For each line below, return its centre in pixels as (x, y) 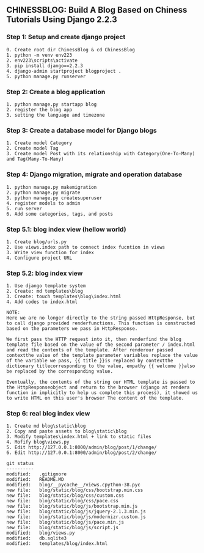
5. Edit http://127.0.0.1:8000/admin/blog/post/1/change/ (82, 448)
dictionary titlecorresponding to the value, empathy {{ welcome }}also (101, 366)
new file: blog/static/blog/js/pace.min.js (65, 522)
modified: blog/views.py (41, 533)
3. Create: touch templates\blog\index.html (64, 297)
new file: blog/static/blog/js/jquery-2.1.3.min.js (76, 512)
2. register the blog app (39, 109)
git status (20, 464)
